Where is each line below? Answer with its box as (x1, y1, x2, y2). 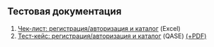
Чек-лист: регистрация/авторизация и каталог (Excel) (17, 24, 181, 32)
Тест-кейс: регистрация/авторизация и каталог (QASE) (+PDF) (17, 32, 207, 40)
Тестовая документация (7, 6, 122, 18)
